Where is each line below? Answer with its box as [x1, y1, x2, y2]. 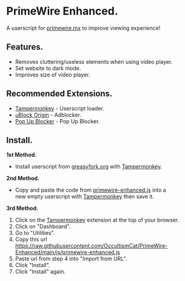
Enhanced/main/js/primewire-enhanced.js [15, 249, 120, 256]
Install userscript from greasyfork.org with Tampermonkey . [15, 163, 163, 171]
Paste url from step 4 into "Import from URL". [15, 255, 127, 262]
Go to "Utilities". [15, 229, 55, 237]
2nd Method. [6, 175, 40, 182]
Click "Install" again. [15, 268, 66, 276]
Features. [6, 42, 44, 52]
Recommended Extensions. [6, 89, 113, 99]
